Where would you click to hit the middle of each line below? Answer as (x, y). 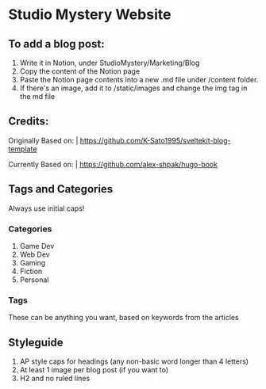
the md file (37, 96)
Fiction (31, 271)
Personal (34, 280)
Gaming (33, 262)
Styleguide (36, 342)
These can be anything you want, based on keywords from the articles (124, 318)
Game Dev (37, 246)
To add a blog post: (56, 44)
